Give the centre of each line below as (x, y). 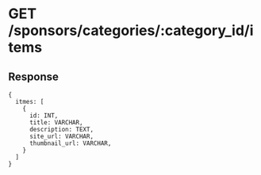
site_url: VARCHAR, (61, 136)
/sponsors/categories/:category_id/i (131, 30)
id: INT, (44, 116)
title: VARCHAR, (56, 123)
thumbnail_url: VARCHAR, (70, 143)
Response (34, 76)
